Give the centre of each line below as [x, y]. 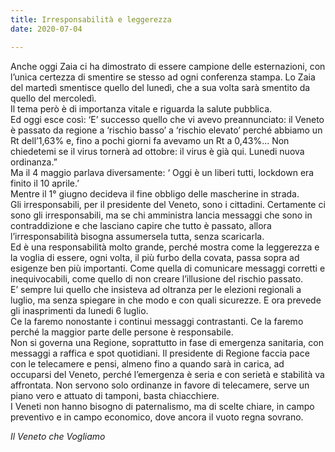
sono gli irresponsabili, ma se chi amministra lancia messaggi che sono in [161, 215]
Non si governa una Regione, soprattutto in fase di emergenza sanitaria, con [167, 342]
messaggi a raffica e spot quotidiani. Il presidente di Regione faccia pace [160, 353]
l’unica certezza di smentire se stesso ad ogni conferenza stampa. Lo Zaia [163, 77]
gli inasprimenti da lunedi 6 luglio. [79, 310]
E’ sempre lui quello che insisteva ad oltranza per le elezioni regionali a [156, 289]
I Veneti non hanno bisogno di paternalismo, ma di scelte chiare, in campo [162, 406]
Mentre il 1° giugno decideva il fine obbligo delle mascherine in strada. [155, 193]
